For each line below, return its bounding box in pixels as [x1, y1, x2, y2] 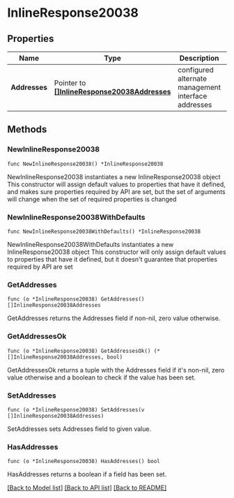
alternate [177, 74, 208, 83]
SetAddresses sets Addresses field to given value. [7, 424, 152, 433]
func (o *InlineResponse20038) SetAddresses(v [7, 406, 145, 413]
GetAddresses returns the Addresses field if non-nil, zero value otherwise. [7, 314, 221, 322]
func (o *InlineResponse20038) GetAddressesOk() [7, 347, 151, 354]
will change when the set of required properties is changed [7, 195, 177, 203]
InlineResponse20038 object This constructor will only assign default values [7, 248, 226, 256]
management [177, 82, 221, 92]
